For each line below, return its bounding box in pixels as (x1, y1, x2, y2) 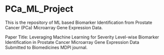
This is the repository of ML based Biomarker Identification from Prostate (5, 19, 153, 25)
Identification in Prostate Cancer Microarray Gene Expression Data (5, 39, 140, 45)
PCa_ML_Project (5, 3, 73, 15)
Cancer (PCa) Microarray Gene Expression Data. (5, 24, 103, 30)
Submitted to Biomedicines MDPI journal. (5, 44, 88, 50)
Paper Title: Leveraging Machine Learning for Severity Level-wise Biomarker (5, 34, 159, 40)
